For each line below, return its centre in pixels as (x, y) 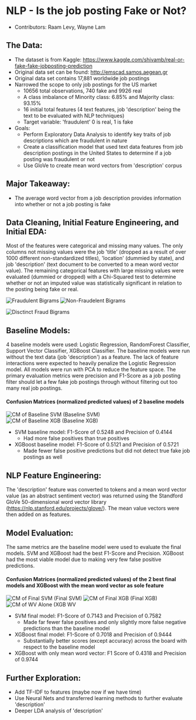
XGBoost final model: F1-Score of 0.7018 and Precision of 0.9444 (93, 634)
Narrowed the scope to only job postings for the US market (86, 84)
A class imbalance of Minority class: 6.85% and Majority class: (99, 97)
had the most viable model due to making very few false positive (84, 559)
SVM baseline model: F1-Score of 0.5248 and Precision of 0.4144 (93, 432)
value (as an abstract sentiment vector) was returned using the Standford (94, 496)
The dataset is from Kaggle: (48, 59)
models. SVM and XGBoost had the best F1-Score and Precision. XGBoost (95, 553)
